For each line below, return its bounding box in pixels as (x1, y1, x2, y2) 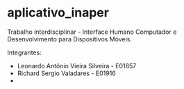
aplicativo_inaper (7, 5, 110, 21)
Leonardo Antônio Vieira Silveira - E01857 (17, 61, 137, 70)
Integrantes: (7, 48, 42, 57)
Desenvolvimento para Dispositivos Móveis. (7, 34, 132, 43)
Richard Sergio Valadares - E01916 (17, 69, 116, 77)
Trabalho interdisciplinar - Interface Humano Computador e (7, 28, 177, 36)
